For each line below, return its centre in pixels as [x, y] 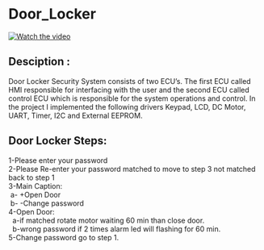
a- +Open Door [36, 194]
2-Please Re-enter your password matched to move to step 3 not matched [132, 169]
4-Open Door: [31, 211]
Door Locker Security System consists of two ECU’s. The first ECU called [130, 81]
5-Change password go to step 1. [64, 237]
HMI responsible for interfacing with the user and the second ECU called [129, 90]
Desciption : [40, 62]
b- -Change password [47, 203]
